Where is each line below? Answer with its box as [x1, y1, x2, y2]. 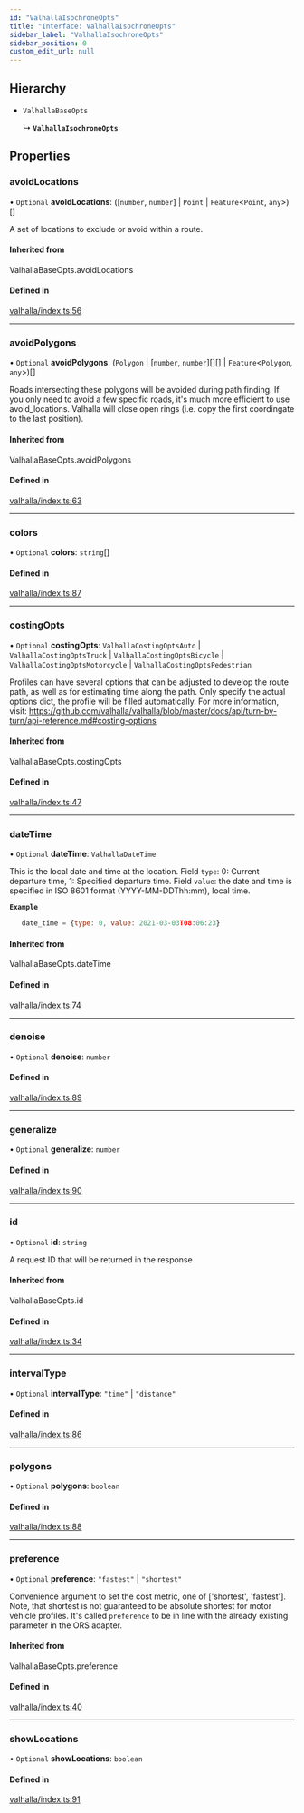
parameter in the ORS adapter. [9, 1620, 123, 1631]
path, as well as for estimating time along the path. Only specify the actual [9, 686, 286, 697]
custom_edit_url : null [9, 47, 95, 56]
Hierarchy [9, 81, 67, 96]
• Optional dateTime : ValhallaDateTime [9, 849, 157, 860]
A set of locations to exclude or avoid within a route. [9, 223, 204, 234]
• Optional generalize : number [9, 1144, 120, 1155]
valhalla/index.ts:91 [9, 1794, 81, 1805]
